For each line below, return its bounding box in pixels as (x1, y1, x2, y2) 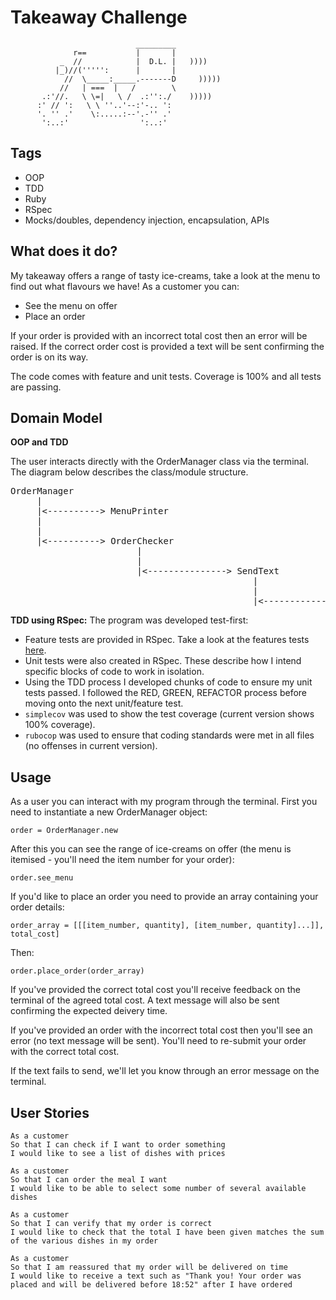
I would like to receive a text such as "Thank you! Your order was (10, 1271, 302, 1281)
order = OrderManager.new (10, 826, 118, 836)
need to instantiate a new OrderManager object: (10, 806, 208, 818)
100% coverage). (24, 719, 96, 731)
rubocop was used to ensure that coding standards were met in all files (24, 729, 315, 741)
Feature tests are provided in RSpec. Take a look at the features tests (24, 634, 310, 646)
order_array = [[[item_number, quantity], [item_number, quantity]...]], (10, 921, 325, 931)
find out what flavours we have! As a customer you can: (10, 280, 240, 292)
